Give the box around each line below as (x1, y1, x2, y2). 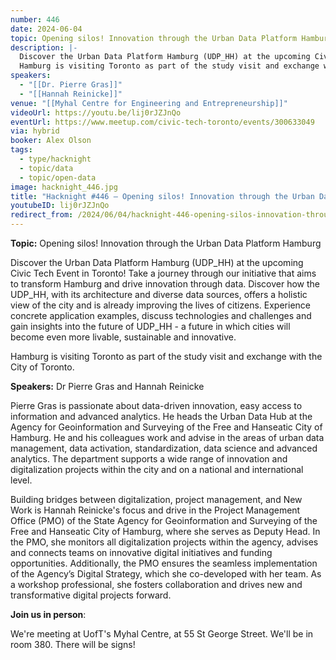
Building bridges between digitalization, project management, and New (10, 494, 303, 505)
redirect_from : (10, 210, 74, 220)
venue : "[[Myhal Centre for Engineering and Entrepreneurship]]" (10, 98, 288, 108)
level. (10, 474, 33, 486)
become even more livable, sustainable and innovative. (10, 331, 237, 343)
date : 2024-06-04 (10, 24, 83, 34)
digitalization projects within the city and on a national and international (10, 464, 304, 475)
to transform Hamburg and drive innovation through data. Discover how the (10, 278, 321, 290)
